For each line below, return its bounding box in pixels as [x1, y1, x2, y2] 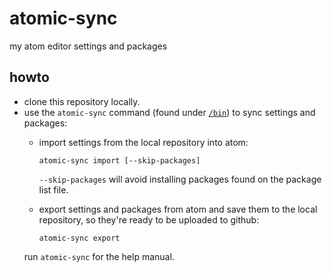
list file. [38, 183, 69, 196]
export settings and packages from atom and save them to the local [38, 203, 318, 215]
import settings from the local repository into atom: [38, 136, 249, 148]
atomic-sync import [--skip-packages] [38, 155, 201, 166]
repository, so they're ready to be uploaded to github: [38, 213, 260, 226]
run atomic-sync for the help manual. [23, 250, 175, 262]
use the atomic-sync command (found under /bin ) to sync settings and [23, 106, 316, 118]
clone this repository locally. [23, 95, 141, 107]
